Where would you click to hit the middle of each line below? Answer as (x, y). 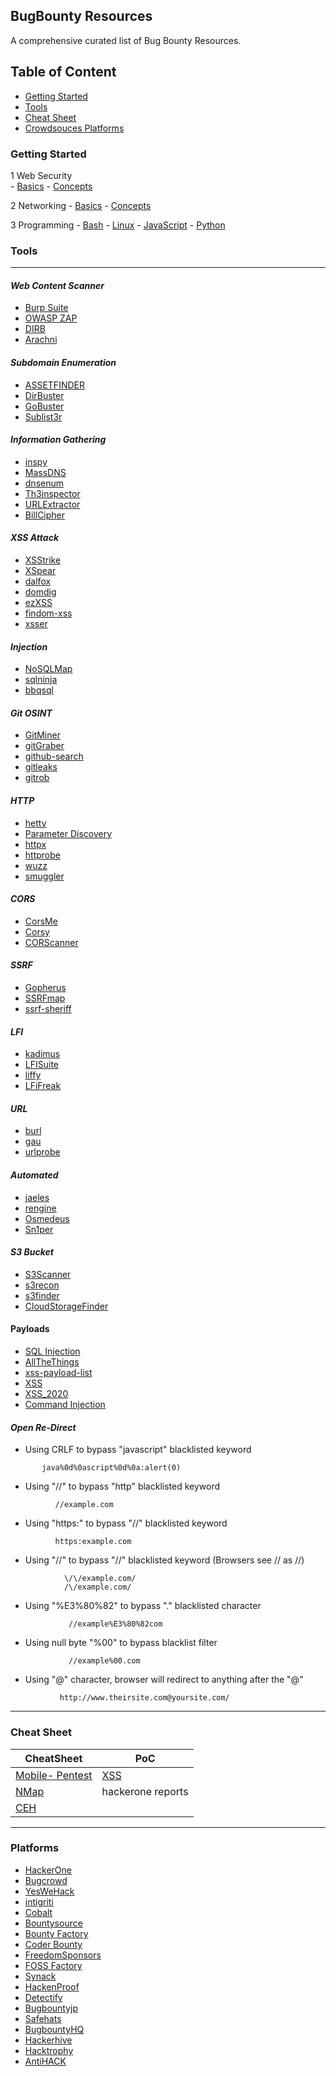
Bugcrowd (46, 1880)
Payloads (30, 1329)
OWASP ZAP (51, 318)
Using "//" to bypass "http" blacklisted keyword (122, 1486)
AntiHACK (45, 2061)
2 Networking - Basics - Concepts (81, 205)
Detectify (43, 1997)
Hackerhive (48, 2040)
